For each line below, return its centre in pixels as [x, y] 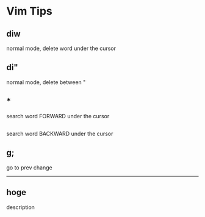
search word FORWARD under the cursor [58, 116]
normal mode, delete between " [46, 82]
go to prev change [30, 167]
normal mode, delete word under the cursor [61, 48]
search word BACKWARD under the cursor [60, 134]
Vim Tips [30, 11]
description [21, 207]
